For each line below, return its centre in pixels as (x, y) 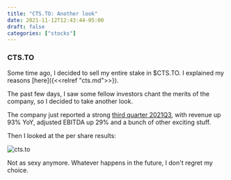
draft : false (26, 27)
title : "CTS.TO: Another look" (53, 14)
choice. (18, 170)
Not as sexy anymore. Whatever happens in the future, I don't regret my (110, 163)
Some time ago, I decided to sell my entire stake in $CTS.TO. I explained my (116, 73)
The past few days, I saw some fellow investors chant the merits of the (109, 93)
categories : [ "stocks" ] (42, 33)
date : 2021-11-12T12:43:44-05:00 (56, 20)
